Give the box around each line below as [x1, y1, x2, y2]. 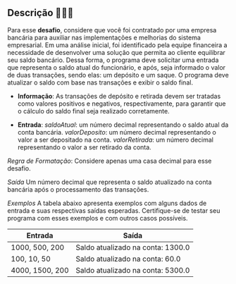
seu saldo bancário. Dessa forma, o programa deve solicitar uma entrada [7, 56, 219, 64]
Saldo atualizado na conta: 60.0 [75, 254, 181, 264]
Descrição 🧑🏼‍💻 [7, 7, 74, 19]
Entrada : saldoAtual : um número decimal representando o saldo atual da [17, 121, 229, 129]
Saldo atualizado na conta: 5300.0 [75, 265, 190, 275]
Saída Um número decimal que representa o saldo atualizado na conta [7, 178, 212, 186]
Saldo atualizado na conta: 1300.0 [75, 242, 190, 252]
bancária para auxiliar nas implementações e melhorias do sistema [7, 33, 201, 42]
